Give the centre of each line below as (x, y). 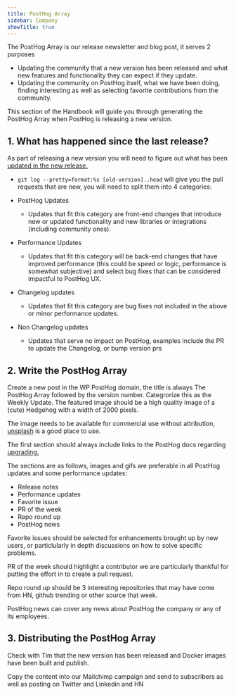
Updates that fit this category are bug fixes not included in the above (127, 306)
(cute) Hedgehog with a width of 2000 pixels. (73, 410)
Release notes (38, 487)
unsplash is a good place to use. (54, 431)
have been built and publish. (48, 663)
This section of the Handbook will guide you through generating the (105, 112)
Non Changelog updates (53, 327)
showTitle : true (31, 27)
